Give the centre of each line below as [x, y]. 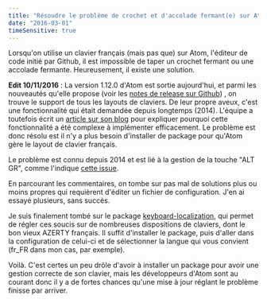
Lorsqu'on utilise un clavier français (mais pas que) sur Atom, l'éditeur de [128, 53]
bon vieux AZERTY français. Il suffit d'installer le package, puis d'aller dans [131, 233]
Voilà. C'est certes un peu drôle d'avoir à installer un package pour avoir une [133, 265]
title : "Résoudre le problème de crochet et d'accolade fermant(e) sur [129, 16]
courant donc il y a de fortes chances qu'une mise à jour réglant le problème [133, 282]
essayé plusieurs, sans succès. [59, 200]
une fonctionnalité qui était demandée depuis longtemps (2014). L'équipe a [131, 111]
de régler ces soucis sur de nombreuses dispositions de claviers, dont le [127, 224]
